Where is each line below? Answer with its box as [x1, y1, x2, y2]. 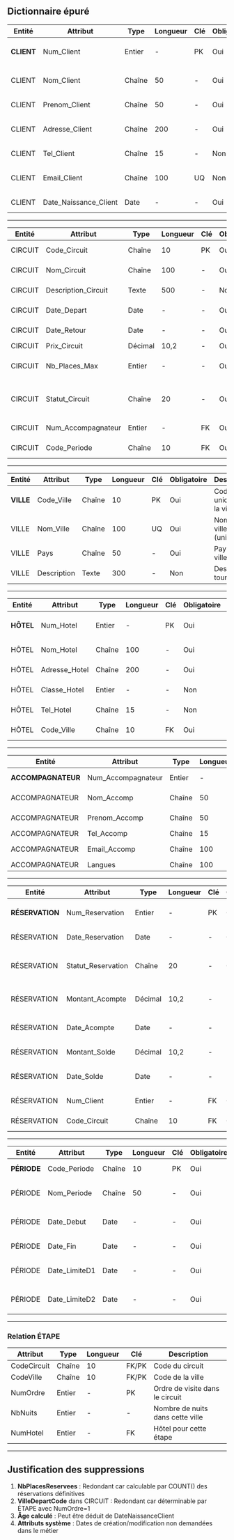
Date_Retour [45, 325, 86, 335]
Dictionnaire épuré [7, 6, 90, 17]
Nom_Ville [37, 524, 70, 534]
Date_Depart [45, 305, 87, 315]
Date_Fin [47, 1241, 77, 1251]
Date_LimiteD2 [47, 1294, 96, 1304]
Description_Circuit [45, 285, 108, 295]
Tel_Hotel [40, 705, 72, 715]
